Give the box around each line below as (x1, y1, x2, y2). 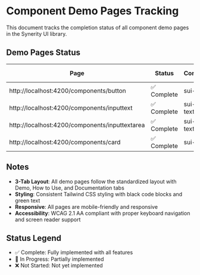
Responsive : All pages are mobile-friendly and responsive (14, 203, 158, 210)
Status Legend (6, 233, 61, 243)
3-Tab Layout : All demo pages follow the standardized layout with (14, 178, 177, 185)
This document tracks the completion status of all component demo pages (6, 24, 189, 31)
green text (14, 197, 40, 204)
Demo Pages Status (6, 48, 80, 58)
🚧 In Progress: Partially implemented (14, 255, 104, 263)
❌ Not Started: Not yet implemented (14, 262, 103, 269)
